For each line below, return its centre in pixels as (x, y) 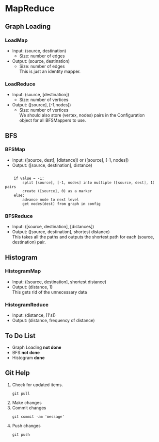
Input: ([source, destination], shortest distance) (59, 282)
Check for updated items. (37, 385)
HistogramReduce (27, 305)
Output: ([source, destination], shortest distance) (61, 232)
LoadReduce (20, 84)
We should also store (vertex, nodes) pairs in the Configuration (82, 115)
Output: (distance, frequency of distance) (53, 321)
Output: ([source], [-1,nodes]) (41, 105)
